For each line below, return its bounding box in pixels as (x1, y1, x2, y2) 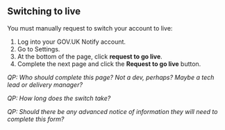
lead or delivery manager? (7, 80, 83, 89)
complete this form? (7, 115, 65, 123)
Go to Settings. (17, 44, 60, 53)
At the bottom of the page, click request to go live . (17, 52, 163, 60)
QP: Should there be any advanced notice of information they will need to (7, 107, 218, 115)
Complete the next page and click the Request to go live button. (17, 59, 201, 68)
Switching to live (7, 6, 81, 17)
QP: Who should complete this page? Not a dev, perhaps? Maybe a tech (7, 73, 215, 81)
